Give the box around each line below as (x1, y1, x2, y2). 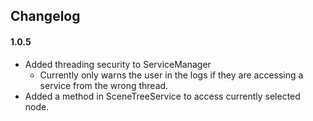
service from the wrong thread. (39, 79, 169, 91)
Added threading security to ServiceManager (24, 58, 212, 70)
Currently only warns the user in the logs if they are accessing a (39, 69, 304, 81)
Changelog (10, 8, 81, 25)
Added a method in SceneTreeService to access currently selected (24, 90, 301, 102)
